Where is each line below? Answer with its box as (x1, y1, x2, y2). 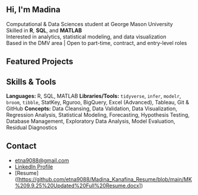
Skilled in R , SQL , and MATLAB (6, 27, 82, 34)
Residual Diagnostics (6, 124, 58, 131)
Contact (6, 141, 37, 151)
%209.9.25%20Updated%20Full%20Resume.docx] (14, 182, 141, 189)
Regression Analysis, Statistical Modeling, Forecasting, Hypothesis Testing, (6, 111, 190, 119)
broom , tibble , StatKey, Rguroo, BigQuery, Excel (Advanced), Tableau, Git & (6, 99, 190, 106)
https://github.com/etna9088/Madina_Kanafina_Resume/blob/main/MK (18, 175, 193, 183)
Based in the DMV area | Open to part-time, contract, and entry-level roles (6, 39, 187, 46)
